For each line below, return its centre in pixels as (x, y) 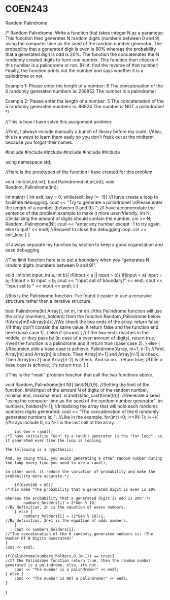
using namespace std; (28, 162)
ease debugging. (23, 250)
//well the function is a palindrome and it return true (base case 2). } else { (83, 343)
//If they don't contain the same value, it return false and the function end (82, 327)
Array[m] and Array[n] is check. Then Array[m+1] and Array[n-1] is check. (82, 354)
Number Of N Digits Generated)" (39, 538)
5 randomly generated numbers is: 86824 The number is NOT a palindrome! (85, 106)
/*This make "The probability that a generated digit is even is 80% (80, 489)
